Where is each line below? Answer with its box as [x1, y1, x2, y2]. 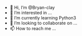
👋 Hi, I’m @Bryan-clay [9, 5, 55, 10]
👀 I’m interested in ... [9, 10, 52, 16]
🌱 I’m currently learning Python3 [9, 15, 77, 20]
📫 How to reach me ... [9, 26, 56, 31]
